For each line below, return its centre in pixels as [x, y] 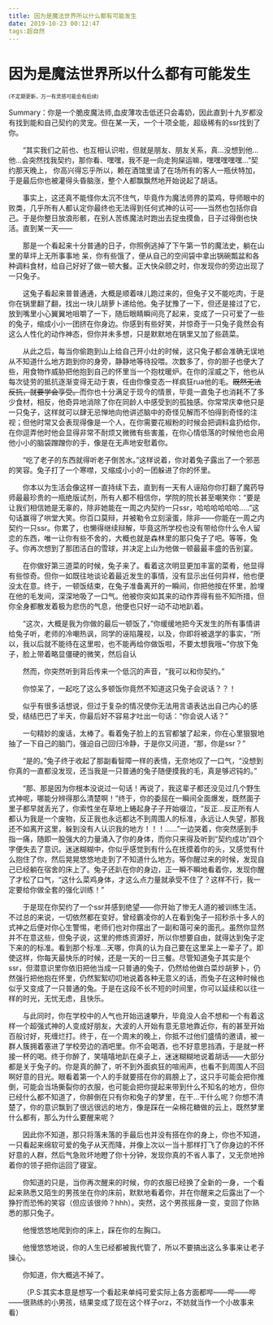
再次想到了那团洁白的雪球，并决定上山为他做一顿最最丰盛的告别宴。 [143, 549]
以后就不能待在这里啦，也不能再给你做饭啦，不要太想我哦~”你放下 [141, 644]
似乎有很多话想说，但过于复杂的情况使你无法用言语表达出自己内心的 [136, 706]
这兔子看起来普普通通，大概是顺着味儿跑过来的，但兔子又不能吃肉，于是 [144, 293]
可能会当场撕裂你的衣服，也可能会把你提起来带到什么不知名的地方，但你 [143, 1087]
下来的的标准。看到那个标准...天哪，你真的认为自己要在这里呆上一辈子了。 [133, 948]
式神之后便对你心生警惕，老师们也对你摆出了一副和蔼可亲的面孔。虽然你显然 [136, 927]
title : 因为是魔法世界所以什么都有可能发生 [73, 16]
